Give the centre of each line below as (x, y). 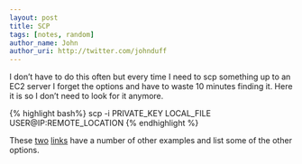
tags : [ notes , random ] (52, 34)
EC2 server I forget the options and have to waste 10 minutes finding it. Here (151, 87)
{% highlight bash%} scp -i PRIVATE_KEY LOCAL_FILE (110, 114)
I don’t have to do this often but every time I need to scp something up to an (150, 77)
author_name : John (44, 43)
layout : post (34, 18)
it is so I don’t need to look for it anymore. (87, 96)
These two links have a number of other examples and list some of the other (151, 141)
